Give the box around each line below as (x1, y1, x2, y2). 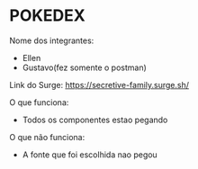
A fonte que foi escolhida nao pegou (22, 149, 157, 160)
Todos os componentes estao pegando (22, 114, 168, 125)
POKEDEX (9, 5, 85, 26)
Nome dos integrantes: (9, 35, 94, 46)
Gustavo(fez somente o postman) (22, 62, 147, 73)
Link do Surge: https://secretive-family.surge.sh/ (9, 79, 189, 90)
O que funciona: (9, 96, 69, 108)
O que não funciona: (9, 131, 85, 142)
